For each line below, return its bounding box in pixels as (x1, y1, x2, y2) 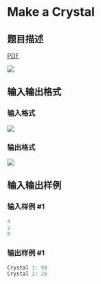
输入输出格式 (7, 86, 62, 98)
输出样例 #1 (7, 248, 45, 258)
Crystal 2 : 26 (7, 270, 48, 278)
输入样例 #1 (7, 202, 45, 211)
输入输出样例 (7, 180, 62, 191)
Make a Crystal (7, 4, 95, 20)
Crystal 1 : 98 (7, 264, 48, 271)
